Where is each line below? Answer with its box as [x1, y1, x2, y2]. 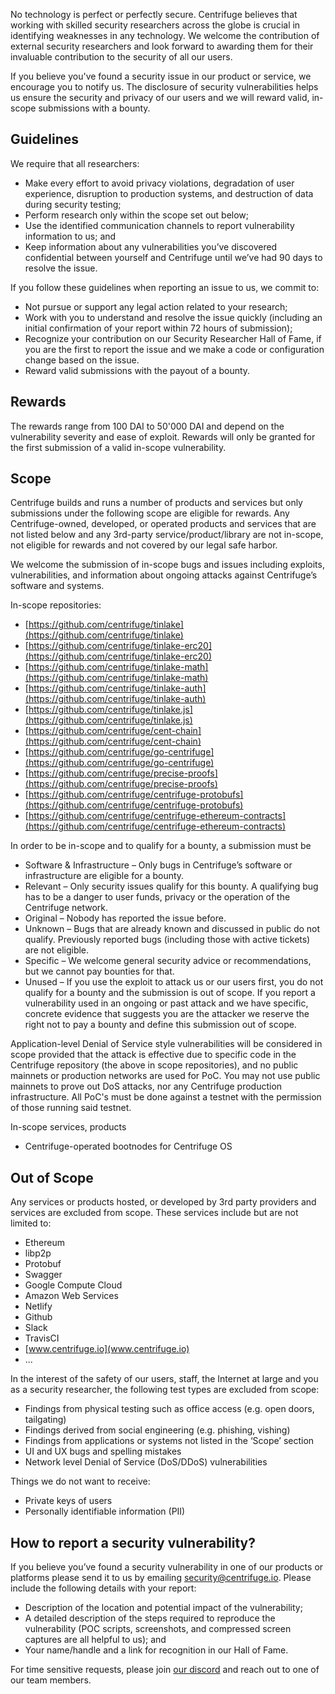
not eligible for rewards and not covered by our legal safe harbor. [10, 539, 278, 551]
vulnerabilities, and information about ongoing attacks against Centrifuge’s [10, 569, 318, 581]
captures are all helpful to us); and [24, 1634, 167, 1646]
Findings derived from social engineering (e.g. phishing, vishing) [24, 1424, 291, 1436]
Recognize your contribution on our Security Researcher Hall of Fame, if [24, 332, 322, 344]
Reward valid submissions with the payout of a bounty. [24, 364, 251, 376]
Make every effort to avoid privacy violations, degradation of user [24, 177, 295, 189]
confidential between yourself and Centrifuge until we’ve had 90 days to [24, 251, 323, 263]
